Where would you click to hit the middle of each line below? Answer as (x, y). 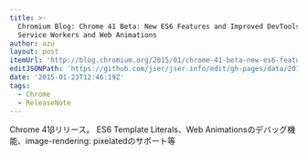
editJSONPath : (37, 69)
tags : (20, 86)
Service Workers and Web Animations (87, 35)
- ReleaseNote (44, 103)
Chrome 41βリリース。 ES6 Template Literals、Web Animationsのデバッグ (148, 129)
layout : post (34, 52)
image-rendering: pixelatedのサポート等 (101, 141)
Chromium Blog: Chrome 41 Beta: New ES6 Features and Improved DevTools (159, 26)
